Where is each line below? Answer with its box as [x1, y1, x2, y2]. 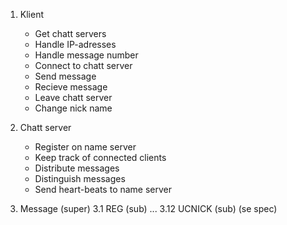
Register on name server [34, 141, 137, 153]
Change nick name [34, 102, 113, 114]
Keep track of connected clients [34, 152, 167, 163]
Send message [34, 70, 97, 82]
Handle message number [34, 49, 139, 61]
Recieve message [34, 81, 108, 93]
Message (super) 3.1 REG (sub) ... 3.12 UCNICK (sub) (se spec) [19, 203, 278, 214]
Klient [19, 9, 44, 20]
